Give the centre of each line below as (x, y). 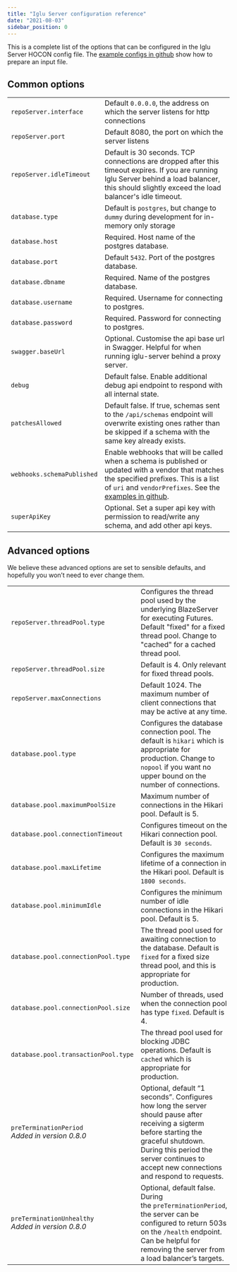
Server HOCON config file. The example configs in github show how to (110, 54)
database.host (35, 242)
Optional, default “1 (173, 1088)
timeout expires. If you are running (162, 170)
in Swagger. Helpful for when (153, 348)
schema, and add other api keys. (158, 526)
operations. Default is (176, 1050)
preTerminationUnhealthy (53, 1219)
